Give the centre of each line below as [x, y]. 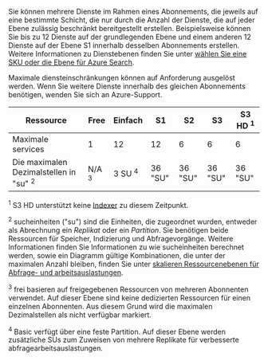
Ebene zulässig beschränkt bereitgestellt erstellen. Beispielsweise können [130, 28]
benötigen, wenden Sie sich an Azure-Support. [85, 94]
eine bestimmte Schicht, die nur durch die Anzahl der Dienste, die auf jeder [132, 20]
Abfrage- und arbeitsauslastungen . [66, 272]
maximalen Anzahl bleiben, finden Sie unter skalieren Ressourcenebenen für [134, 264]
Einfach [128, 120]
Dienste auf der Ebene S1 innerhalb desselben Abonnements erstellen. [124, 45]
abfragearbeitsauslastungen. [56, 348]
